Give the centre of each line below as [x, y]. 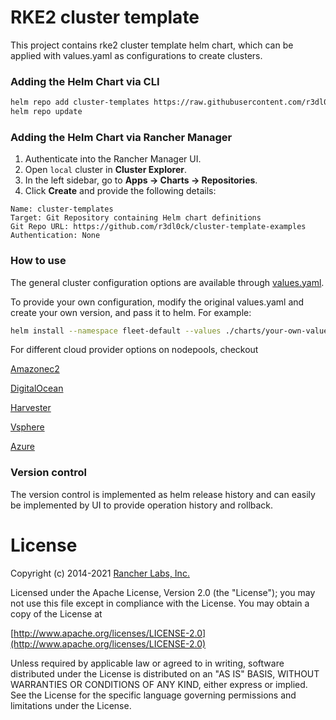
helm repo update [46, 112]
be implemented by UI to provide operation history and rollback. [142, 505]
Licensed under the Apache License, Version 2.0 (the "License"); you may [163, 592]
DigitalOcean [37, 388]
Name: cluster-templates [62, 209]
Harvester [31, 408]
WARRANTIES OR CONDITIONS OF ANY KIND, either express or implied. [159, 684]
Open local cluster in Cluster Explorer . [106, 170]
